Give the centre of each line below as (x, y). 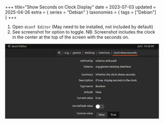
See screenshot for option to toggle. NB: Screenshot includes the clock (83, 32)
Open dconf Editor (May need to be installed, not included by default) (83, 27)
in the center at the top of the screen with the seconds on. (71, 37)
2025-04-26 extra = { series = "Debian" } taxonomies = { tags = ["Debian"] (81, 12)
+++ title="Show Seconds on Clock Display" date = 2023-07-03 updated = (81, 7)
